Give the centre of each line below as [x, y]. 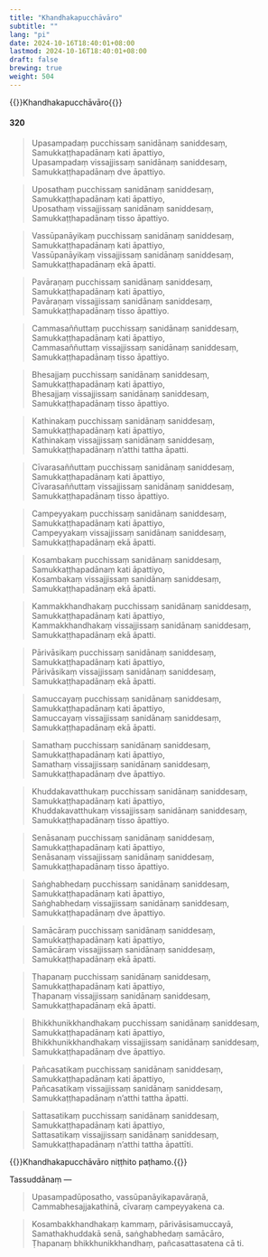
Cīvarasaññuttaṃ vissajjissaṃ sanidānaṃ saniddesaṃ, [133, 486]
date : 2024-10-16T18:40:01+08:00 [72, 43]
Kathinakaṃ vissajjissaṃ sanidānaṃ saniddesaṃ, [123, 440]
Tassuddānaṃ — [41, 1179]
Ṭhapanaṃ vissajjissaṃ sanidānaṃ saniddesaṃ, [121, 996]
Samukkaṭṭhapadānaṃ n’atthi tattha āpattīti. [112, 1144]
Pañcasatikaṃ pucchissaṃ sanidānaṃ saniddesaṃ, [127, 1069]
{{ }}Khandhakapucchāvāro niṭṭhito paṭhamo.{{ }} [98, 1161]
